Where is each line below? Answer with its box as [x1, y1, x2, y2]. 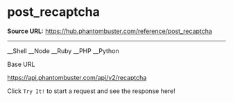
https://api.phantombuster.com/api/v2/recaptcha [7, 73, 147, 81]
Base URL [7, 60, 35, 68]
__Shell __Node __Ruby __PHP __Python [7, 46, 119, 55]
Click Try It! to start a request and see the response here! [7, 87, 175, 95]
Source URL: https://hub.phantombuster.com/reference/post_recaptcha [7, 27, 213, 35]
